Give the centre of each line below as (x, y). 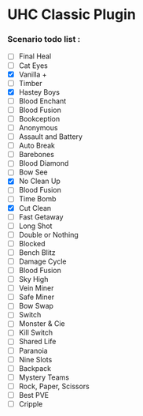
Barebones (36, 155)
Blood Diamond (44, 163)
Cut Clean (35, 208)
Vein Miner (36, 288)
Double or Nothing (49, 234)
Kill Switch (36, 332)
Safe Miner (37, 297)
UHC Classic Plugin (72, 15)
